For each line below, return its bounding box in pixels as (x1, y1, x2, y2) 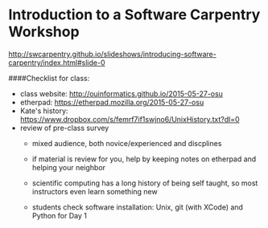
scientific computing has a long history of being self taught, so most (31, 178, 258, 188)
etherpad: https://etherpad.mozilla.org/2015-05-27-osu (19, 97, 204, 107)
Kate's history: (19, 106, 68, 116)
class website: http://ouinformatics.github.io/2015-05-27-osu (19, 88, 224, 98)
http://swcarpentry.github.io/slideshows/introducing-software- (8, 49, 217, 59)
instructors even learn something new (31, 186, 159, 196)
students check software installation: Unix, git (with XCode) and (31, 202, 244, 212)
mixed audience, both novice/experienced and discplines (31, 138, 222, 148)
